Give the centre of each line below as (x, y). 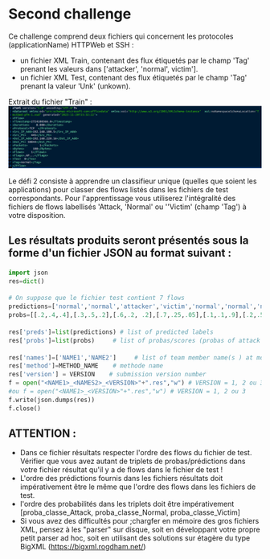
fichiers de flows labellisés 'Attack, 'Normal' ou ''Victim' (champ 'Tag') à (127, 207)
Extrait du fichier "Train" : (50, 101)
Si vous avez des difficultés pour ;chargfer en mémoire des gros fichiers (139, 521)
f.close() (25, 408)
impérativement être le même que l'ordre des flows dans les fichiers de (138, 487)
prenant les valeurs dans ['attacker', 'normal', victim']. (109, 68)
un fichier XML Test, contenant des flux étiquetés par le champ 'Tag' (133, 77)
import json (28, 273)
